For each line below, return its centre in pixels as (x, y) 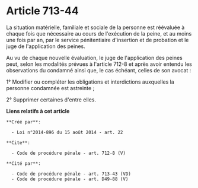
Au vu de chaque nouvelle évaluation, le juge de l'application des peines (94, 58)
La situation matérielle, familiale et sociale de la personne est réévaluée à (95, 27)
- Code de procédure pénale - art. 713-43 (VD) (71, 174)
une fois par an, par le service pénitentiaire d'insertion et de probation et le (98, 40)
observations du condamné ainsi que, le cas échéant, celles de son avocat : (99, 70)
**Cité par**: (24, 163)
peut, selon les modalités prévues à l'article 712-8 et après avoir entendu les (99, 64)
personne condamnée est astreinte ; (50, 88)
